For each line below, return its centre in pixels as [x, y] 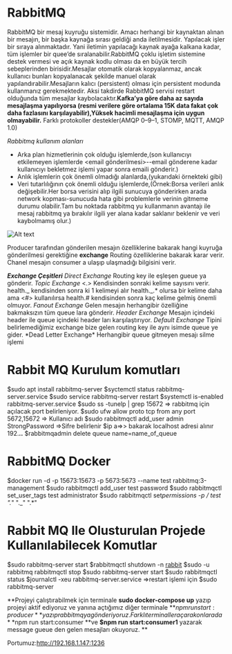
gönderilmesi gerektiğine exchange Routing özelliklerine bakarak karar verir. [116, 255]
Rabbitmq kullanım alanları [46, 141]
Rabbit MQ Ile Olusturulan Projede [106, 531]
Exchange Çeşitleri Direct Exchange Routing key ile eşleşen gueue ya [107, 276]
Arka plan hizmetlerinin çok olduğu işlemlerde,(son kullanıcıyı [104, 154]
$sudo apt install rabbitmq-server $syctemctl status [81, 389]
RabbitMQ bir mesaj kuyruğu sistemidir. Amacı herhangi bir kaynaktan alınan [116, 32]
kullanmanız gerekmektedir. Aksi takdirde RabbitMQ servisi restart [101, 91]
